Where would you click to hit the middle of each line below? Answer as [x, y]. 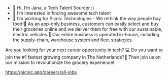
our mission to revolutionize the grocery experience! [60, 62]
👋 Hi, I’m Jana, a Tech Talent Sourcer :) [53, 8]
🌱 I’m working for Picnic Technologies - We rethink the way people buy [87, 18]
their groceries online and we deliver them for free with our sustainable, [87, 29]
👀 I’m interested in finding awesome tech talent [62, 13]
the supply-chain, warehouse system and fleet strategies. [73, 40]
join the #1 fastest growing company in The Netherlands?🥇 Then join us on [83, 57]
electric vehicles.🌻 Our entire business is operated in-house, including [86, 34]
